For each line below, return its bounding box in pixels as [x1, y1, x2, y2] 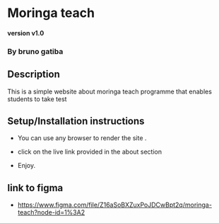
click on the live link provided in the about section [17, 147, 162, 156]
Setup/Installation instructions [7, 115, 145, 127]
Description [7, 69, 60, 81]
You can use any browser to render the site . [17, 134, 147, 142]
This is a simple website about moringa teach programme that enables [7, 87, 212, 96]
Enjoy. [17, 161, 36, 170]
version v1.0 [7, 28, 45, 37]
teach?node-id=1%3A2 [17, 208, 85, 217]
